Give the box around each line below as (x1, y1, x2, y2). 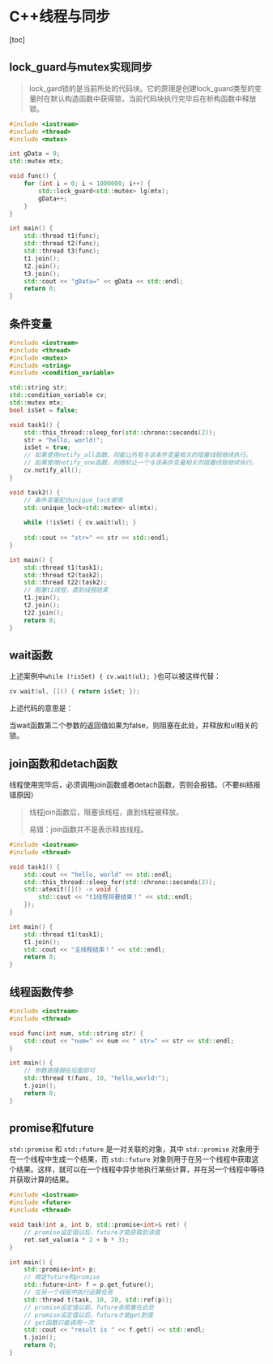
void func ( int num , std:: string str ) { (9, 1029, 144, 1038)
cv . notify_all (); (23, 466, 83, 475)
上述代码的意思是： (9, 703, 74, 713)
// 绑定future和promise (23, 1273, 100, 1281)
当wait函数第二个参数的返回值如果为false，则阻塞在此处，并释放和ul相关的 (9, 720, 258, 731)
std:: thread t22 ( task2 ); (23, 578, 108, 587)
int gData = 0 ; (9, 149, 61, 158)
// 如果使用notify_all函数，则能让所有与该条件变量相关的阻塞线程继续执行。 (23, 451, 252, 460)
